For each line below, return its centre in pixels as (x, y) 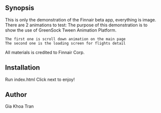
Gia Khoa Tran (20, 106)
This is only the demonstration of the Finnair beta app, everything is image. (81, 19)
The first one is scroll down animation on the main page (65, 39)
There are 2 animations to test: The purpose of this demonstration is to (76, 25)
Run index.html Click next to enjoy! (40, 79)
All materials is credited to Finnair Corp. (45, 52)
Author (16, 95)
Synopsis (20, 8)
